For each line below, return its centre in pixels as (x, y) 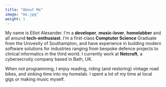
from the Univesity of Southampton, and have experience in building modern (83, 43)
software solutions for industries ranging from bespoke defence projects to (82, 49)
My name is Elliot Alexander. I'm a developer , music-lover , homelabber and (83, 33)
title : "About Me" (24, 10)
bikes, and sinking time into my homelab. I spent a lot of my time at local (79, 74)
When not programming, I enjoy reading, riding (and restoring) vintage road (82, 69)
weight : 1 (15, 19)
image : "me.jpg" (22, 14)
